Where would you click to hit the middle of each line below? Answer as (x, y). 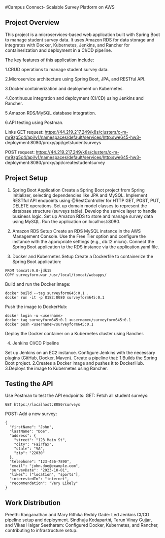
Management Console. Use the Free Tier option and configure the (79, 236)
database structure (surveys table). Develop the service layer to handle (84, 211)
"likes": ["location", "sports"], (45, 475)
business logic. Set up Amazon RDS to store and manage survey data (82, 216)
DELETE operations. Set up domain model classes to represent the (80, 206)
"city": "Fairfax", (34, 444)
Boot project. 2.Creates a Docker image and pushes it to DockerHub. (75, 363)
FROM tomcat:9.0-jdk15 (28, 270)
